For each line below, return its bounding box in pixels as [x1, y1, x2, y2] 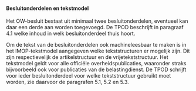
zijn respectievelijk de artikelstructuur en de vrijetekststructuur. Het [6, 54, 168, 61]
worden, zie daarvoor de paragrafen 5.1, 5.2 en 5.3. [6, 79, 129, 86]
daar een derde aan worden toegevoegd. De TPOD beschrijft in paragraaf [6, 24, 184, 31]
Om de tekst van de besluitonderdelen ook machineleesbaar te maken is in [6, 41, 187, 48]
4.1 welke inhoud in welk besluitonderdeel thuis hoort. [6, 30, 136, 37]
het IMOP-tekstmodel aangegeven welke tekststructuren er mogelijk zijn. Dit [6, 47, 190, 55]
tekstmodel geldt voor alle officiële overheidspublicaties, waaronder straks [6, 60, 187, 67]
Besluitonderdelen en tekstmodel [6, 5, 89, 12]
